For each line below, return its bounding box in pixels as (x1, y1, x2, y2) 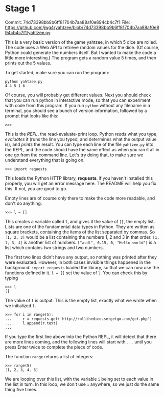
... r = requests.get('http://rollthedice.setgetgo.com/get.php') (5, 316, 152, 321)
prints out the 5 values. (5, 60, 51, 66)
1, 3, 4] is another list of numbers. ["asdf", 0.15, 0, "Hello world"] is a (5, 239, 156, 245)
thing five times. (5, 386, 38, 392)
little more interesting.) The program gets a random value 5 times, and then (5, 55, 157, 60)
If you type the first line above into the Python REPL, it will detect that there (5, 334, 157, 340)
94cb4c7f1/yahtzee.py (5, 29, 50, 35)
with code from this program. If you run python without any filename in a (5, 102, 150, 108)
